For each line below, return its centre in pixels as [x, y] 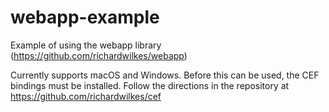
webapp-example [85, 17]
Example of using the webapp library [86, 45]
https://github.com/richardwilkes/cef [86, 96]
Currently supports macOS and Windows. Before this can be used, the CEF [165, 75]
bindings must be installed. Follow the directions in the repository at [150, 85]
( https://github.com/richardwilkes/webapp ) [99, 55]
